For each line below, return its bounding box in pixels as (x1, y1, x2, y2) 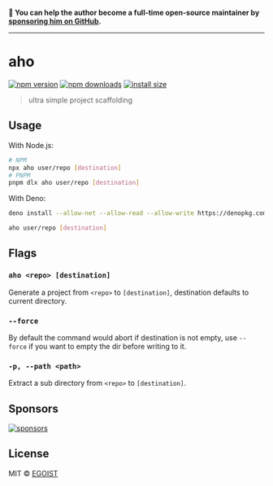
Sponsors (8, 401, 58, 415)
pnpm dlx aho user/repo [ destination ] (8, 179, 140, 187)
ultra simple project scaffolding (28, 94, 132, 105)
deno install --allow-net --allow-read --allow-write (8, 209, 195, 217)
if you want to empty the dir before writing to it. (28, 341, 187, 351)
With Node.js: (8, 140, 54, 150)
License (8, 447, 50, 461)
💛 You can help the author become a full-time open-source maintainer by (8, 8, 260, 17)
